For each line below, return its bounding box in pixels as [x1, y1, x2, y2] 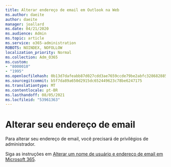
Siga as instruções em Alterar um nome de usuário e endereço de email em [5, 151, 163, 157]
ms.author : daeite [5, 12, 44, 17]
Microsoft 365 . [5, 156, 36, 162]
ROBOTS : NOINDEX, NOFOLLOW [5, 45, 63, 50]
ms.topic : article [5, 36, 44, 41]
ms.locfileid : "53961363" [5, 97, 60, 102]
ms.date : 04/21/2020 [5, 26, 49, 31]
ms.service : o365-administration [5, 41, 76, 46]
